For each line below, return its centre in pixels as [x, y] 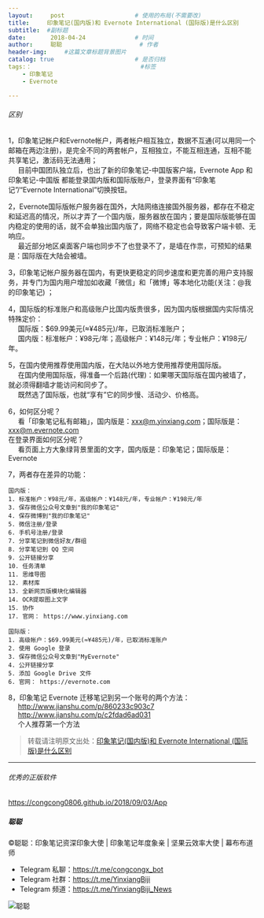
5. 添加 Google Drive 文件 [50, 673]
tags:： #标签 [82, 67]
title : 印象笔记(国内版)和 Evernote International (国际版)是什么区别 [124, 23]
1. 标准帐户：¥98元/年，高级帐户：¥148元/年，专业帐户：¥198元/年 [105, 499]
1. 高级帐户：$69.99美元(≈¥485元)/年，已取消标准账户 [88, 640]
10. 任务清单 [27, 566]
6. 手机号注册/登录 [36, 533]
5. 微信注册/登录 [33, 524]
